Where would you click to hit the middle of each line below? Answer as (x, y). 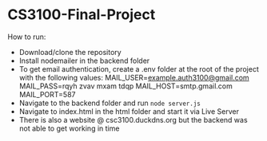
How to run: (27, 37)
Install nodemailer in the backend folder (84, 61)
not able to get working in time (69, 128)
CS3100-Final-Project (82, 15)
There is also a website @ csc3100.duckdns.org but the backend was (133, 119)
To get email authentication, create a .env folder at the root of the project (139, 69)
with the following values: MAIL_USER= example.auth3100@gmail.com (134, 77)
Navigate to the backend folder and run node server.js (110, 103)
